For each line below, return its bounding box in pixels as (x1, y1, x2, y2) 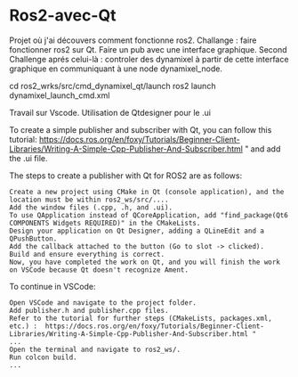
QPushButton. (9, 234, 58, 243)
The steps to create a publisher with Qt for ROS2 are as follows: (9, 170, 243, 181)
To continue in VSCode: (9, 281, 96, 291)
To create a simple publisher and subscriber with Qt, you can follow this (9, 124, 272, 135)
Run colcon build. (9, 353, 77, 362)
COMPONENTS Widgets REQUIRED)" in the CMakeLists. (9, 218, 201, 227)
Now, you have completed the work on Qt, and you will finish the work (9, 258, 280, 266)
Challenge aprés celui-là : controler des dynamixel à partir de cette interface (9, 53, 289, 64)
